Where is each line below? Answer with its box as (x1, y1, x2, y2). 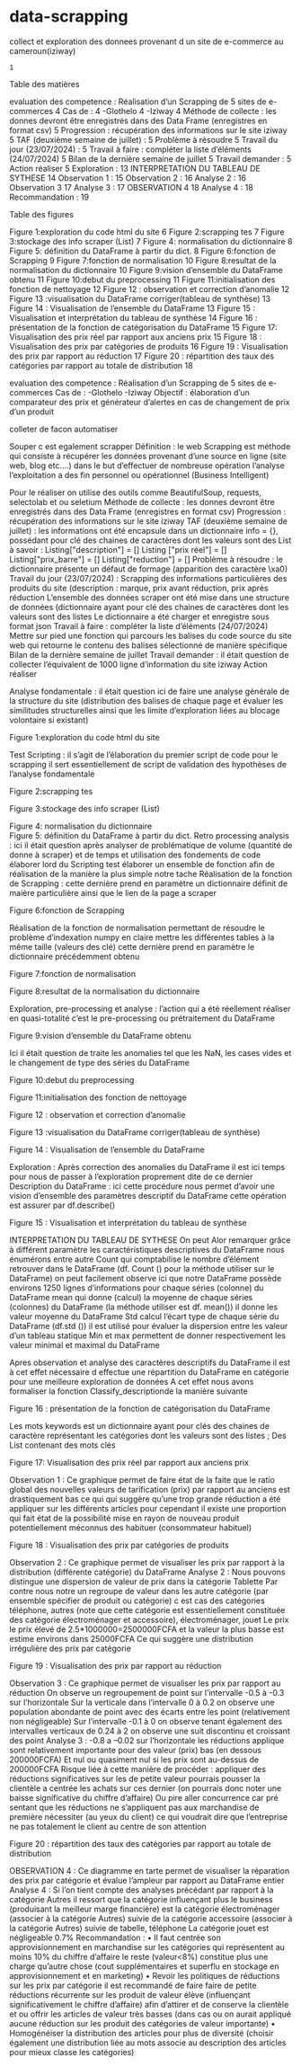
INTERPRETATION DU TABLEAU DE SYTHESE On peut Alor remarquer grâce (9, 1234, 291, 1246)
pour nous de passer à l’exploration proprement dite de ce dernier (9, 1171, 253, 1182)
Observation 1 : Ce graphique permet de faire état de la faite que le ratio (9, 1474, 276, 1485)
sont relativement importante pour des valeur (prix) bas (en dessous (9, 1744, 262, 1755)
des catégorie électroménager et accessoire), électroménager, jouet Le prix (9, 1614, 289, 1625)
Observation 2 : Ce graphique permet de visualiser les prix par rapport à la (9, 1556, 285, 1567)
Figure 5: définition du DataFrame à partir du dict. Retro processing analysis (9, 829, 289, 841)
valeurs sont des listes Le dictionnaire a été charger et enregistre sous (9, 611, 270, 622)
